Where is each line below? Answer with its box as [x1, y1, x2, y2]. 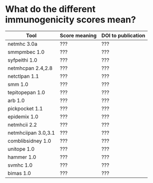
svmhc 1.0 [7, 162, 33, 169]
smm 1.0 [7, 81, 28, 88]
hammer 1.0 [7, 153, 36, 160]
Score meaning [59, 32, 97, 39]
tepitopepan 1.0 [7, 89, 45, 95]
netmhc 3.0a [7, 40, 37, 47]
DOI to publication [101, 32, 146, 39]
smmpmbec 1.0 [7, 48, 45, 55]
